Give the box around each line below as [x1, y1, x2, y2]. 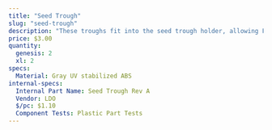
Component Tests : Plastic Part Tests [15, 110, 143, 118]
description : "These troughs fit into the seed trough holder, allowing [8, 27, 259, 35]
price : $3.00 [8, 34, 53, 43]
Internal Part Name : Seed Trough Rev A [15, 86, 151, 95]
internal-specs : [8, 79, 63, 87]
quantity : [8, 42, 42, 50]
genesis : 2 [15, 49, 53, 57]
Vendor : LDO [15, 94, 57, 103]
